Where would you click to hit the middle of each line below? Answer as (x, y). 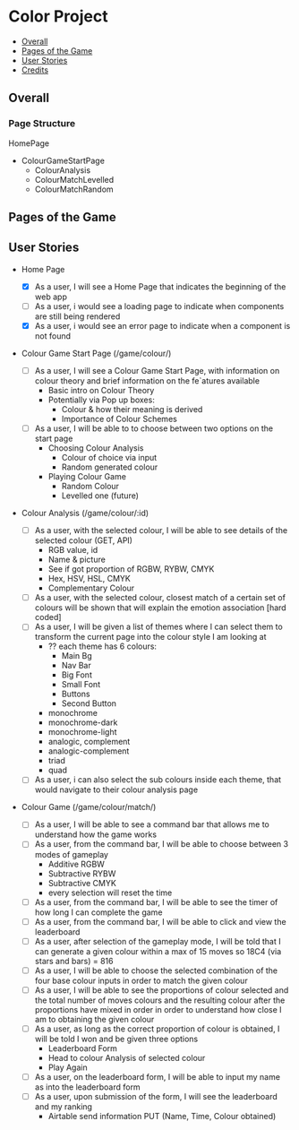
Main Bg (77, 656)
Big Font (77, 675)
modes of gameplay (72, 854)
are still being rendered (77, 316)
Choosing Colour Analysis (96, 448)
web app (51, 297)
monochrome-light (82, 732)
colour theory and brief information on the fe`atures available (147, 381)
